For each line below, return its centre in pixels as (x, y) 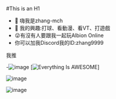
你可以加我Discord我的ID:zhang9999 (59, 43)
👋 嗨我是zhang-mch (39, 21)
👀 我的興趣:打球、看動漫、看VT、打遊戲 (62, 28)
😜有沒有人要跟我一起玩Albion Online (59, 35)
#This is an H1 (23, 9)
